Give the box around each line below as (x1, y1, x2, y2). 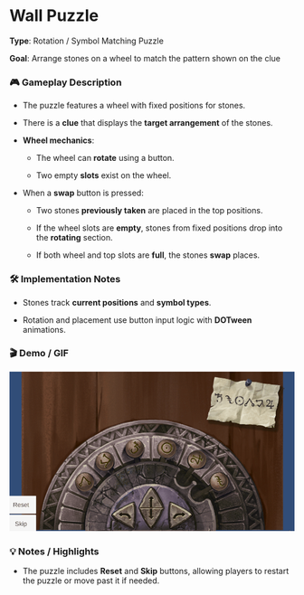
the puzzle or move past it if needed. (22, 575, 160, 586)
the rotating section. (35, 232, 113, 243)
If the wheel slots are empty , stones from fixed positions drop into (35, 222, 283, 233)
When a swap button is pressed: (22, 187, 145, 199)
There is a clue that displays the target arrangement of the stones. (22, 118, 273, 128)
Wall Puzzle (9, 5, 100, 26)
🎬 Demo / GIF (9, 347, 70, 360)
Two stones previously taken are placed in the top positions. (35, 205, 263, 216)
